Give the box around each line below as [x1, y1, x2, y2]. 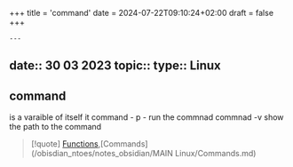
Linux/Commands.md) [174, 148, 257, 159]
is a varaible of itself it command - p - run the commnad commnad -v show [9, 112, 284, 123]
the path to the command [9, 122, 102, 132]
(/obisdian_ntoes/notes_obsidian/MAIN [30, 148, 173, 159]
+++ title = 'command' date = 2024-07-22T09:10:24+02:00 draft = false [9, 8, 273, 18]
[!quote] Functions [30, 139, 99, 149]
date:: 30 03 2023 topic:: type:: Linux [9, 58, 222, 74]
